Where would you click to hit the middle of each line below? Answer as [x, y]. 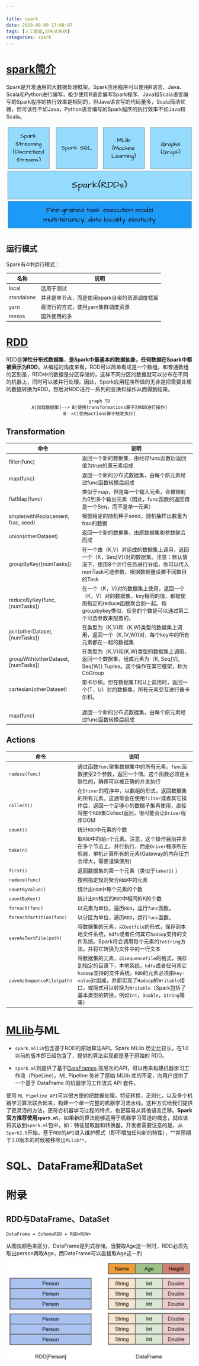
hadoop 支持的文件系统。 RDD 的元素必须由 [126, 973]
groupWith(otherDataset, [39, 658]
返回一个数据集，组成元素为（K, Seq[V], [131, 659]
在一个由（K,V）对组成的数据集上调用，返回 [136, 549]
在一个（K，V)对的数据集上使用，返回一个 [133, 588]
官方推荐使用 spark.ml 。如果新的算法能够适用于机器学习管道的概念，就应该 [97, 1118]
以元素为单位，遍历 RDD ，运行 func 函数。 [126, 908]
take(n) [18, 850]
